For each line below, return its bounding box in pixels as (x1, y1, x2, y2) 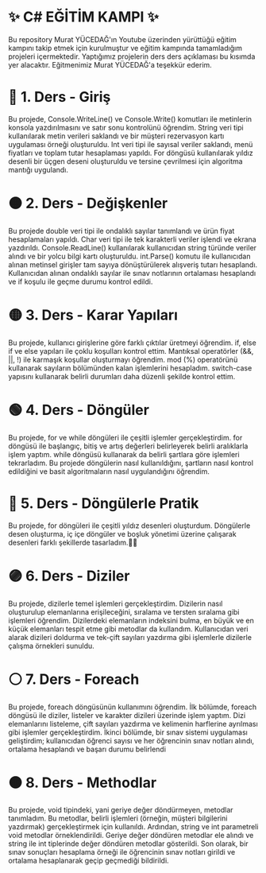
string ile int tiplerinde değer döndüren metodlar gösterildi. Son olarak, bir (8, 839, 249, 848)
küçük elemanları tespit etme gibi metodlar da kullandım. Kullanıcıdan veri (8, 624, 249, 634)
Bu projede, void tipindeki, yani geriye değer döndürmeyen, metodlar (8, 805, 233, 815)
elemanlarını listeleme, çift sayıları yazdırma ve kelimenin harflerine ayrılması (8, 719, 258, 728)
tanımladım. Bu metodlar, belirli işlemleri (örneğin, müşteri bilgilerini (8, 813, 228, 823)
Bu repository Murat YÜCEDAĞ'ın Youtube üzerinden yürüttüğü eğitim (8, 34, 237, 44)
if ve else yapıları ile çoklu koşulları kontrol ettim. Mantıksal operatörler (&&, (8, 346, 254, 355)
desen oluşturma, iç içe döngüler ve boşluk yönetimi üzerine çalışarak (8, 529, 237, 538)
